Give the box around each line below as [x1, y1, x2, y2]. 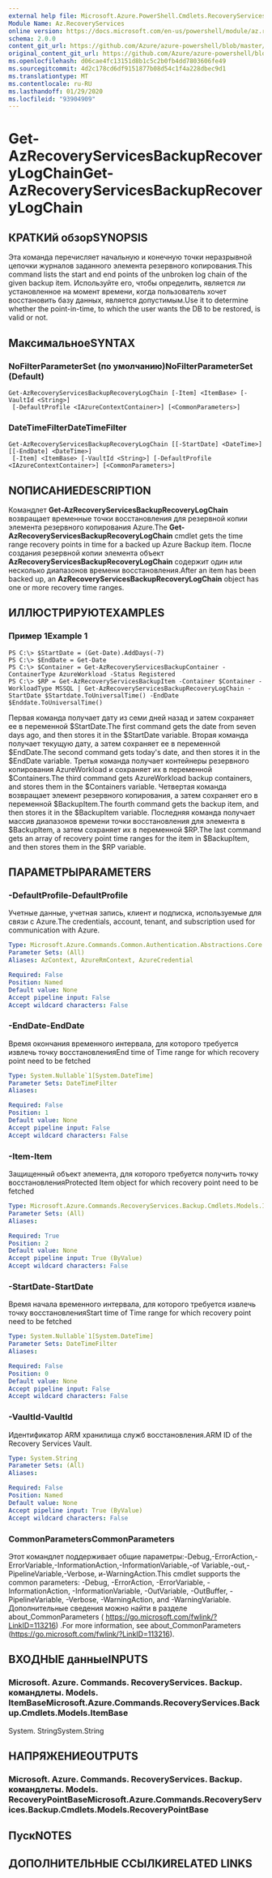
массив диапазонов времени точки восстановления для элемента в [8, 816, 245, 825]
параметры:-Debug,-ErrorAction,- [142, 1551, 258, 1561]
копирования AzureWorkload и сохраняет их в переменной [8, 764, 213, 774]
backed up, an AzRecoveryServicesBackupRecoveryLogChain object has [8, 574, 259, 584]
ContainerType [8, 670, 57, 678]
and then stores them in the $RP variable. [8, 842, 147, 851]
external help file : [8, 11, 79, 20]
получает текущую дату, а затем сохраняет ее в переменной [8, 739, 221, 748]
